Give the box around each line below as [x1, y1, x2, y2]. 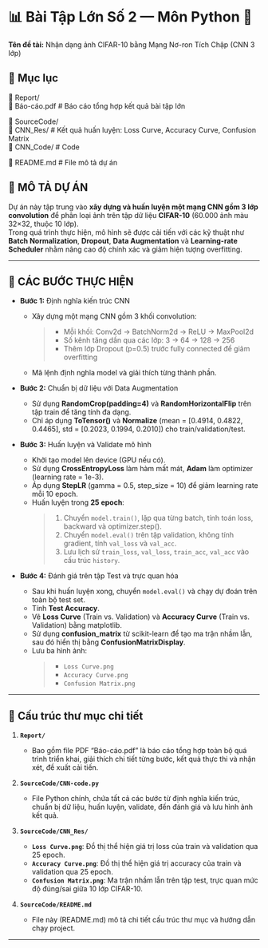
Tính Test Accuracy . [31, 604, 100, 613]
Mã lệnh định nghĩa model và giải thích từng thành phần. [31, 368, 217, 378]
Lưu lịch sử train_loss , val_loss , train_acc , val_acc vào [63, 547, 250, 557]
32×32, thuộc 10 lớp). [8, 219, 79, 228]
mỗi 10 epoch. [31, 490, 78, 499]
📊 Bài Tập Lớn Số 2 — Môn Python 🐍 [8, 8, 253, 26]
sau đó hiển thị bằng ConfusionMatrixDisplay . [31, 637, 186, 647]
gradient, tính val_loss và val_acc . [63, 538, 177, 549]
